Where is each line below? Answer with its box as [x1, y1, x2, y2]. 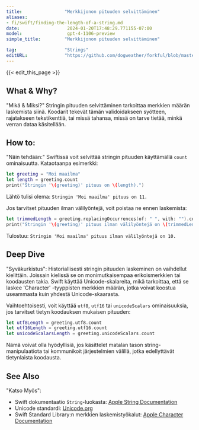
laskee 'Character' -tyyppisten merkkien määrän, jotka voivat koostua [6, 284, 176, 291]
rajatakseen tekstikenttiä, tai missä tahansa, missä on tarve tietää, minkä [6, 114, 182, 122]
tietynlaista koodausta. [6, 354, 62, 361]
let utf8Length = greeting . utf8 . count [6, 320, 102, 326]
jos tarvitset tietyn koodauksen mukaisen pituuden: [6, 308, 131, 315]
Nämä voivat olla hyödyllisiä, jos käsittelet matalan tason [6, 342, 143, 349]
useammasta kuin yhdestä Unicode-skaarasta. [6, 290, 120, 297]
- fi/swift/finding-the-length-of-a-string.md [6, 20, 123, 26]
